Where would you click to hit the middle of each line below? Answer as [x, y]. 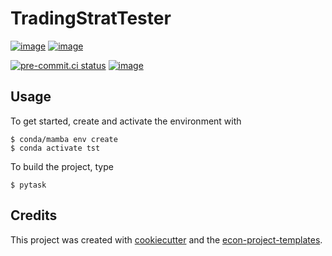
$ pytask [28, 185]
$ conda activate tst [55, 148]
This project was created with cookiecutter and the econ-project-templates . [166, 239]
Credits [34, 215]
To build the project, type [62, 166]
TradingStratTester [91, 18]
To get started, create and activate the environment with [126, 121]
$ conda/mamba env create [64, 139]
